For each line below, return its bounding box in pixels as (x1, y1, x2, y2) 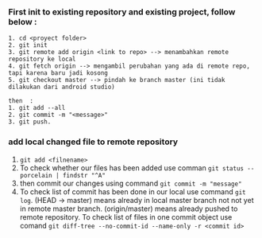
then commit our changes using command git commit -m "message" (19, 178, 242, 188)
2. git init (8, 41, 48, 49)
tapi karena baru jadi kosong (8, 69, 109, 77)
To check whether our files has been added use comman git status (19, 162, 245, 173)
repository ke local (8, 55, 77, 64)
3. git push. (8, 118, 52, 126)
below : (8, 16, 37, 27)
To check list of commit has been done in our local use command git (19, 186, 246, 197)
